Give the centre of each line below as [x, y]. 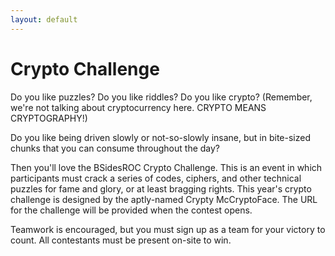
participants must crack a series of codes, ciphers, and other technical [156, 178]
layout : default [44, 19]
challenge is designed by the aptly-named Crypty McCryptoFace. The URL [164, 199]
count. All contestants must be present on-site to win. [121, 240]
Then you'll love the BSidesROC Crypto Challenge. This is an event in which [166, 167]
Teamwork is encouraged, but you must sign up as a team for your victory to [168, 229]
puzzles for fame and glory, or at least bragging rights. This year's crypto [161, 188]
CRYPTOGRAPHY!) [49, 118]
